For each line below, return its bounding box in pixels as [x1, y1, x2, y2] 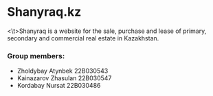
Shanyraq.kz [7, 4, 82, 20]
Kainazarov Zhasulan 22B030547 [16, 74, 112, 82]
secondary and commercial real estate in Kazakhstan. [7, 34, 159, 42]
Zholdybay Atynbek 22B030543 [16, 67, 109, 75]
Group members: [7, 51, 65, 60]
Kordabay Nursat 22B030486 [16, 82, 101, 90]
